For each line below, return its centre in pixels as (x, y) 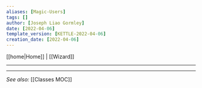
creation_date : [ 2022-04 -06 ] (43, 40)
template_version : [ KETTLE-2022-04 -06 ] (56, 34)
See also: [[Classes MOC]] (39, 79)
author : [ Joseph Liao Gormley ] (45, 23)
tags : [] (17, 17)
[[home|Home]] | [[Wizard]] (40, 57)
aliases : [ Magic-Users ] (36, 12)
